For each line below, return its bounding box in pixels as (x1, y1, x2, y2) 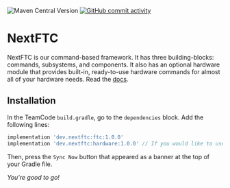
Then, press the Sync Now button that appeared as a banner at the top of (7, 152, 210, 161)
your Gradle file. (7, 160, 53, 168)
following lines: (7, 120, 50, 128)
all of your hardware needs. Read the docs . (7, 75, 129, 83)
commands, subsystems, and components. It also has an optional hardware (7, 60, 220, 69)
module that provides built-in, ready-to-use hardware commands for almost (7, 67, 220, 75)
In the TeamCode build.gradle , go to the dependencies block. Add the (7, 113, 204, 121)
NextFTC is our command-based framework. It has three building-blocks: (7, 53, 214, 61)
